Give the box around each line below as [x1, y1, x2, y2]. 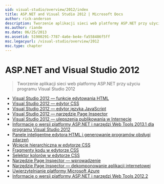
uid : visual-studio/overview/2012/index [5, 7, 89, 12]
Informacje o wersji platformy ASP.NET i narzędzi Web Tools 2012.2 [12, 173, 148, 179]
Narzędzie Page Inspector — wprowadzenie [12, 157, 101, 164]
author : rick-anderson [5, 16, 51, 21]
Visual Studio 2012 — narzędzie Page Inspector [12, 111, 108, 117]
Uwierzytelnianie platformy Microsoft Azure [12, 168, 100, 174]
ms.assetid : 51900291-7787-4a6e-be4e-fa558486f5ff [5, 35, 110, 40]
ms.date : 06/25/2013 [5, 30, 47, 35]
